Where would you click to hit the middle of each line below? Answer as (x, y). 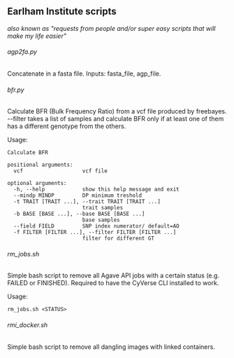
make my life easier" (37, 36)
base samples (101, 220)
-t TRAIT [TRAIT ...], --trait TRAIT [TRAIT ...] (87, 202)
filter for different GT (118, 239)
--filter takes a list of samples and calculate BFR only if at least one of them (116, 119)
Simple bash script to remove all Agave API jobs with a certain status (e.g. (114, 275)
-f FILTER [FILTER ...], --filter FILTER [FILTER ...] (95, 233)
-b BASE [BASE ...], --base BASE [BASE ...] (79, 214)
